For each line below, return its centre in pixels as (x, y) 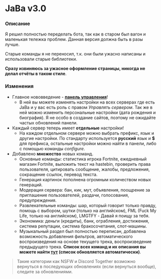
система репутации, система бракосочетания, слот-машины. (83, 226)
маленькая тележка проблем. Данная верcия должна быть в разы (74, 39)
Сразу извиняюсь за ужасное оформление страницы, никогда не (75, 69)
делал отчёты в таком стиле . (36, 74)
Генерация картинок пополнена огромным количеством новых (85, 179)
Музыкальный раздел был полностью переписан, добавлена (83, 231)
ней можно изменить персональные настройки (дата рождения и (88, 112)
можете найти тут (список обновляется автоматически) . (80, 252)
